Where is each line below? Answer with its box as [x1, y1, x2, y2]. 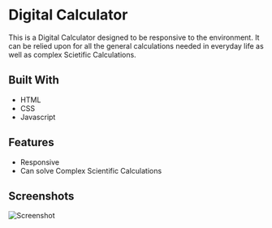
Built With [8, 73, 59, 87]
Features [8, 136, 54, 149]
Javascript [19, 112, 56, 122]
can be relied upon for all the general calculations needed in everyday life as [8, 41, 264, 50]
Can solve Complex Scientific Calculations [19, 166, 162, 175]
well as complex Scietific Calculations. [8, 49, 136, 59]
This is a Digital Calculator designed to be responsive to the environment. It [8, 32, 260, 42]
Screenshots [8, 189, 75, 203]
